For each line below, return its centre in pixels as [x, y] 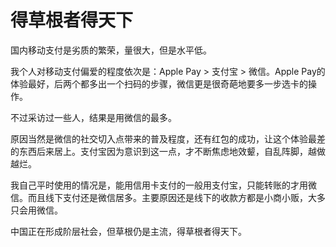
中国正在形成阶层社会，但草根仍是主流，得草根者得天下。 [128, 231]
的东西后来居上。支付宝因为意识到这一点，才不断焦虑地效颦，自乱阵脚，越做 [168, 151]
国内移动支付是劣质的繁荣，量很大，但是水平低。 [111, 50]
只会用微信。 [36, 210]
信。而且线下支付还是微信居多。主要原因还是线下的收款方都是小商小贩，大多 [168, 197]
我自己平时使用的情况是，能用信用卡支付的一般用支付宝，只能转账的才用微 [163, 185]
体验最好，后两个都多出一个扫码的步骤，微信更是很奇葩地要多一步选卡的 [159, 83]
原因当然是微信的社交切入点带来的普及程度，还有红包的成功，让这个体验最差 [168, 138]
